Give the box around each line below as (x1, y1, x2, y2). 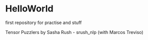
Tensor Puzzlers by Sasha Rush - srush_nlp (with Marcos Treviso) (5, 29, 144, 35)
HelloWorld (5, 3, 54, 14)
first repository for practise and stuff (5, 19, 82, 25)
